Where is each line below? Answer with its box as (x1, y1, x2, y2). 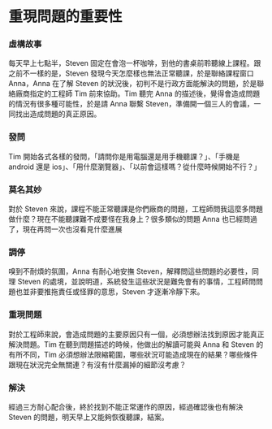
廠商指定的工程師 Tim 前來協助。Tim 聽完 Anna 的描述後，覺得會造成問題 (15, 89, 261, 98)
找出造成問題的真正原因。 (15, 109, 101, 119)
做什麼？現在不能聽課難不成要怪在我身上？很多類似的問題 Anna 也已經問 (8, 214, 250, 224)
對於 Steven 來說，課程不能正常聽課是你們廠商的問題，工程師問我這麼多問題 (8, 204, 264, 214)
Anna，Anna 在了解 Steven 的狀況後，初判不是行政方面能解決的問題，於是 (8, 79, 257, 89)
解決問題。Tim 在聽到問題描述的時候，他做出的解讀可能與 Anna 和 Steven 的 (8, 339, 264, 349)
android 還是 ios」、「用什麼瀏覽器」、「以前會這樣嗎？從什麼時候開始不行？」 (8, 162, 261, 171)
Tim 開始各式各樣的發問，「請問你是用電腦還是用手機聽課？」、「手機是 (8, 151, 240, 161)
